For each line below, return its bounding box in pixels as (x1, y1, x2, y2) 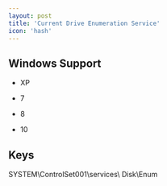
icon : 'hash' (8, 27, 52, 35)
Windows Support (8, 56, 102, 70)
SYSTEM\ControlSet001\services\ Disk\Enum (8, 170, 158, 179)
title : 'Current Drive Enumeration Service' (8, 19, 161, 27)
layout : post (8, 11, 52, 20)
